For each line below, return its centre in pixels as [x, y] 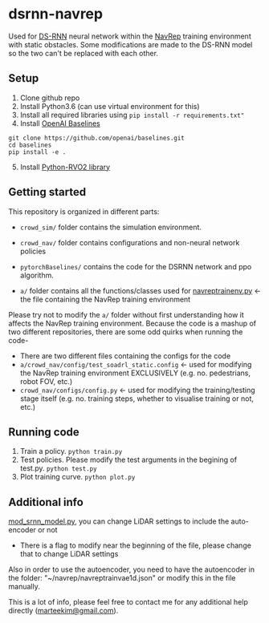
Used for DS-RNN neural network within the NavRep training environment [130, 36]
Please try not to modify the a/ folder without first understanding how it [126, 314]
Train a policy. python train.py [71, 451]
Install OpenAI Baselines [60, 123]
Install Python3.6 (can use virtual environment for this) [110, 106]
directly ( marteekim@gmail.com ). [63, 611]
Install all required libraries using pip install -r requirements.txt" [132, 115]
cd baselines [30, 145]
